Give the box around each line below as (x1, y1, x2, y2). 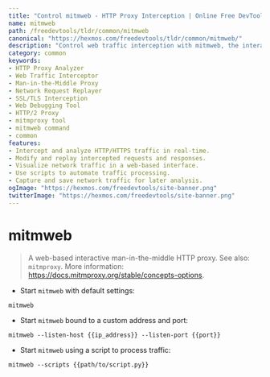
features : (8, 139, 42, 147)
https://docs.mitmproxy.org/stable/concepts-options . (27, 270, 205, 280)
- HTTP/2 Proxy (8, 110, 59, 118)
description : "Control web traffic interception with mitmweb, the (8, 42, 239, 50)
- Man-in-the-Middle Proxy (8, 79, 99, 87)
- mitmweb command (8, 124, 70, 132)
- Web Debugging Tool (8, 101, 81, 110)
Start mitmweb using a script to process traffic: (19, 345, 171, 354)
